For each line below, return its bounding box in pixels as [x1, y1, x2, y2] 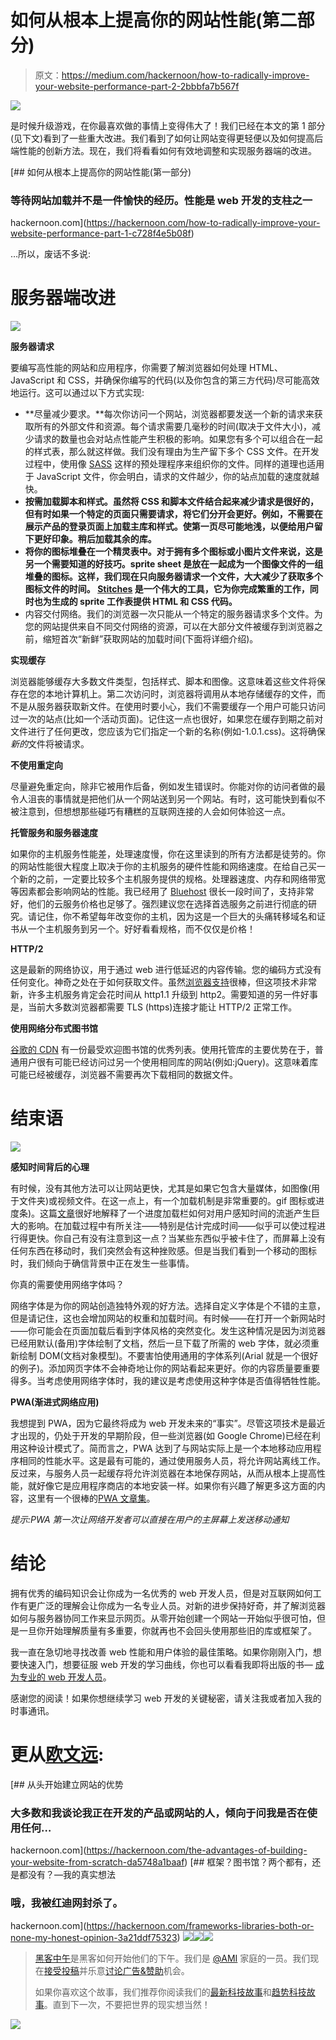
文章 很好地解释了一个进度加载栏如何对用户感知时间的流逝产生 [57, 1207, 312, 1220]
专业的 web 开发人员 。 [18, 1671, 112, 1683]
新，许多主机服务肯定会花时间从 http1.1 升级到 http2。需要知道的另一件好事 [10, 989, 319, 1001]
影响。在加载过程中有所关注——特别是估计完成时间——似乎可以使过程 [27, 1220, 317, 1232]
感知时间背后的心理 [10, 1161, 90, 1173]
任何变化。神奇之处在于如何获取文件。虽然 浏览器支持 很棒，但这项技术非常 [10, 976, 317, 988]
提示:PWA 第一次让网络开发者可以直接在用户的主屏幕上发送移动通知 [10, 1514, 290, 1526]
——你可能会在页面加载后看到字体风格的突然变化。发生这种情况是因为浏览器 [10, 1325, 326, 1337]
